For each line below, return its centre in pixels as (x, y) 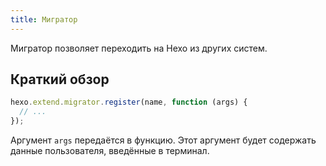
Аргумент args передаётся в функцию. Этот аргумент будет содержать (163, 140)
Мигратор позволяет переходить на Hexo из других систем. (139, 48)
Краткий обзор (60, 79)
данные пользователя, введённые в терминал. (110, 151)
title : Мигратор (44, 19)
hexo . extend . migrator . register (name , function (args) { (129, 102)
